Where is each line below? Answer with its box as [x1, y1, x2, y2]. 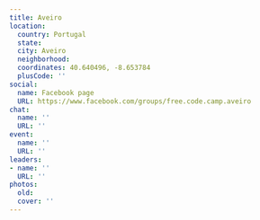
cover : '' [17, 197, 54, 207]
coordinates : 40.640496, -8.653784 [17, 64, 151, 73]
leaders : [9, 154, 42, 164]
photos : [9, 180, 39, 189]
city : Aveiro [17, 47, 67, 56]
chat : [9, 105, 30, 114]
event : [9, 130, 34, 139]
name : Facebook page [17, 88, 94, 97]
